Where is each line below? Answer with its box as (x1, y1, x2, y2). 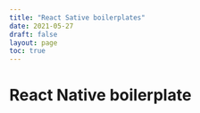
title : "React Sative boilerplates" (9, 13, 146, 22)
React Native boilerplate (9, 85, 192, 106)
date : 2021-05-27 (9, 22, 74, 30)
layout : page (9, 38, 58, 48)
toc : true (9, 47, 46, 56)
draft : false (9, 30, 58, 39)
